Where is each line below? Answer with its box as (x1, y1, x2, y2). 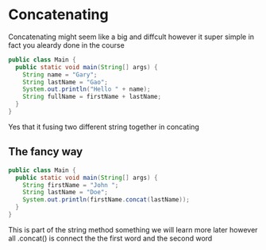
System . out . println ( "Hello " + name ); (22, 85, 151, 93)
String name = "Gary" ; (22, 70, 98, 79)
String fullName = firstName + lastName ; (22, 93, 161, 101)
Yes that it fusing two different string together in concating (8, 122, 200, 131)
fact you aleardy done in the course (8, 40, 125, 49)
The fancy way (8, 145, 83, 158)
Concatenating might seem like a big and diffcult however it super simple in (8, 32, 255, 41)
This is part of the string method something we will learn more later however (8, 225, 258, 234)
